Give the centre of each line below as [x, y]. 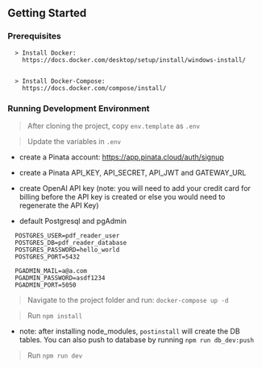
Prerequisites [34, 36]
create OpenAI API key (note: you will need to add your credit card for [135, 188]
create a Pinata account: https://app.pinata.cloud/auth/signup [122, 157]
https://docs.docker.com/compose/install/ [94, 88]
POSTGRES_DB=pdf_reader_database [71, 242]
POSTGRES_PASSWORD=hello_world [67, 250]
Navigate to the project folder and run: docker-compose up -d [128, 300]
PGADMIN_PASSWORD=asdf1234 [60, 278]
